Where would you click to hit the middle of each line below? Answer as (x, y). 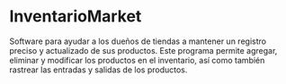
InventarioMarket (76, 17)
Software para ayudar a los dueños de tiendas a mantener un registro (138, 41)
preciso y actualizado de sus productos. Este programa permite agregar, (143, 50)
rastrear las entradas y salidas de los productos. (98, 70)
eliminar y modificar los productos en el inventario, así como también (137, 60)
